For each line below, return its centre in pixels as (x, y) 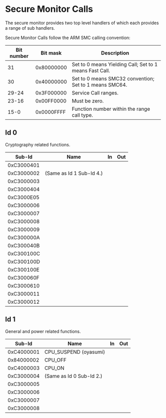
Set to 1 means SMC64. (99, 85)
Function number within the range (111, 109)
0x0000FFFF (51, 112)
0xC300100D (24, 262)
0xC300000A (24, 237)
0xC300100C (24, 253)
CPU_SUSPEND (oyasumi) (75, 352)
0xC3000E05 (23, 197)
